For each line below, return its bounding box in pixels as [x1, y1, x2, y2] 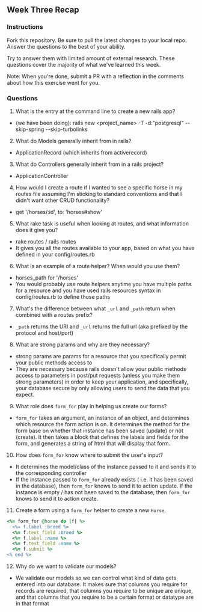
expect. [15, 391, 35, 398]
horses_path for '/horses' [15, 274, 79, 281]
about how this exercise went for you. [7, 79, 100, 86]
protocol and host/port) [15, 329, 74, 336]
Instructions [7, 23, 44, 31]
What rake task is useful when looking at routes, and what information [15, 219, 189, 227]
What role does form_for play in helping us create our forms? [15, 402, 167, 409]
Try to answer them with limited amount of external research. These [7, 54, 175, 62]
